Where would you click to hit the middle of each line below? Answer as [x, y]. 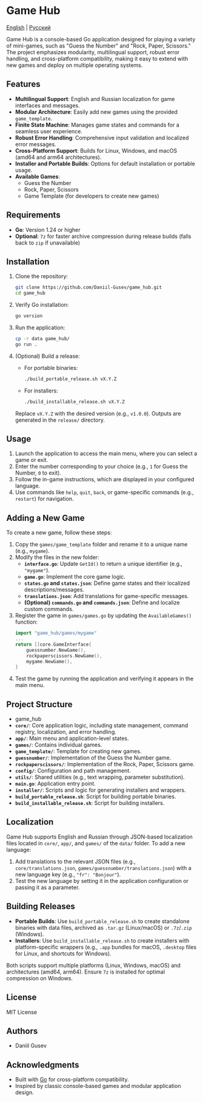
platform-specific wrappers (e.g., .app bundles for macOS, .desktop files [106, 947]
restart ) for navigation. [44, 499]
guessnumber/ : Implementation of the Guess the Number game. [93, 758]
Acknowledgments [43, 1065]
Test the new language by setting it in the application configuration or [102, 881]
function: [26, 622]
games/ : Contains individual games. [58, 745]
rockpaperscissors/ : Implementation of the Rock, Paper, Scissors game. [105, 764]
